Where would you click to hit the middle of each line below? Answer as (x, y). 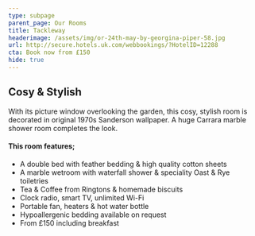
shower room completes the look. (63, 128)
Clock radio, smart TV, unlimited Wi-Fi (82, 197)
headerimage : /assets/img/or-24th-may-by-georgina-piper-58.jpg (117, 38)
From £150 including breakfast (69, 222)
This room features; (42, 146)
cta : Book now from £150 (49, 52)
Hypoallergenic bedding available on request (93, 215)
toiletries (34, 180)
